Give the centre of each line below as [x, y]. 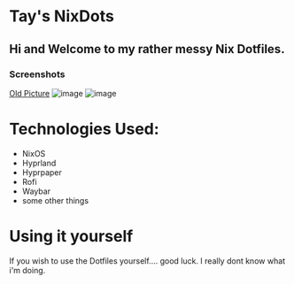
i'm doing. [27, 270]
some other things [55, 200]
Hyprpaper [42, 172]
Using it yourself [71, 236]
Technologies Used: [84, 129]
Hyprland [39, 163]
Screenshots [37, 74]
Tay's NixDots [62, 16]
